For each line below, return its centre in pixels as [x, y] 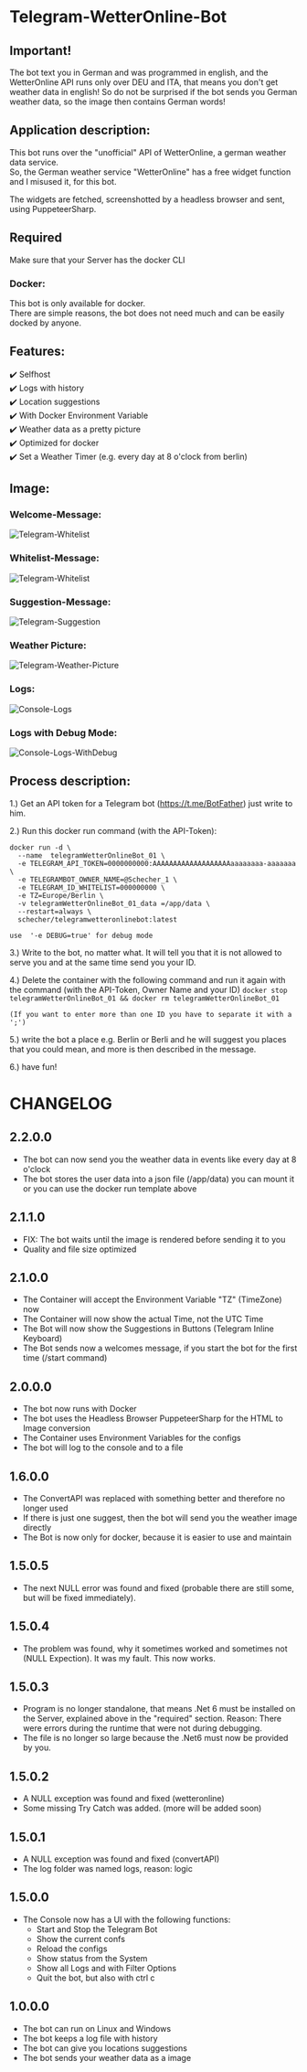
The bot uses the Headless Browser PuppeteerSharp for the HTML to [153, 1418]
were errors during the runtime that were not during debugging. [142, 1728]
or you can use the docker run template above [110, 1188]
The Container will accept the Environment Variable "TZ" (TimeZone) [152, 1299]
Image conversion [57, 1428]
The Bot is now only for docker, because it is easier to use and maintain [157, 1537]
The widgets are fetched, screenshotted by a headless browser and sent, [147, 199]
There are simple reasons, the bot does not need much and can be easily [147, 313]
